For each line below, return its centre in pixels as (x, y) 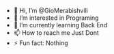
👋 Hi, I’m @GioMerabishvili (51, 11)
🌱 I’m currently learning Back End (60, 25)
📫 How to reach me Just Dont (56, 33)
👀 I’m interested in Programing (56, 18)
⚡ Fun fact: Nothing (41, 43)
